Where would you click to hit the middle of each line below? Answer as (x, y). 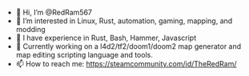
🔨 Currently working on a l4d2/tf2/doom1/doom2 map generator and (129, 46)
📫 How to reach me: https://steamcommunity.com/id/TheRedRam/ (126, 64)
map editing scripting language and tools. (84, 55)
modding (30, 29)
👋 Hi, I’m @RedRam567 (54, 12)
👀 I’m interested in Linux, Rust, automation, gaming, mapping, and (124, 21)
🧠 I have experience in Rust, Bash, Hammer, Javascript (106, 38)
